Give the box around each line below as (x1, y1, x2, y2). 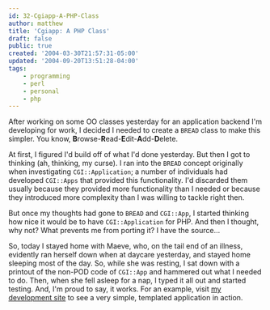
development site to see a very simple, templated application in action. (8, 293, 243, 303)
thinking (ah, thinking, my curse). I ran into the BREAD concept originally (8, 159, 244, 168)
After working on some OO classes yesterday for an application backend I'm (8, 117, 263, 126)
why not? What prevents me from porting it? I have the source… (8, 226, 221, 236)
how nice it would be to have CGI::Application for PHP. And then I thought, (8, 217, 259, 227)
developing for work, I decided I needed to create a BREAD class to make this (8, 125, 261, 135)
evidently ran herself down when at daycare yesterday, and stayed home (8, 250, 251, 260)
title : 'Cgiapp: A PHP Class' (8, 27, 111, 35)
